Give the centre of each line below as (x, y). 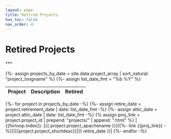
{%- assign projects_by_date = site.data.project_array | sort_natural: (77, 74)
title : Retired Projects (32, 15)
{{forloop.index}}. (24, 126)
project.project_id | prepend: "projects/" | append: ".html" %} (70, 120)
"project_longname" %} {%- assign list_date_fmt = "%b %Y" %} (73, 79)
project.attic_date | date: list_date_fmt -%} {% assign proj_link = (73, 115)
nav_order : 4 (19, 24)
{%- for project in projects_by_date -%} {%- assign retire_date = (73, 104)
